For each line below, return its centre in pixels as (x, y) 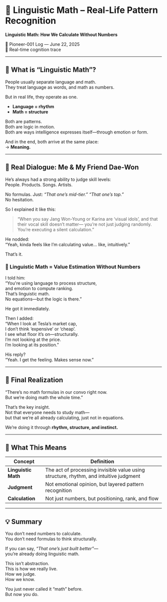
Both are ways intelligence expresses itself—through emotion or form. (77, 132)
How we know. (20, 580)
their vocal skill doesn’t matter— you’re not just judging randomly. (84, 224)
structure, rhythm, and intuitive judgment (93, 476)
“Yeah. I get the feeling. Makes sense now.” (49, 360)
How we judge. (21, 574)
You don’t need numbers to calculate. (43, 534)
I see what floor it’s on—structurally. (42, 334)
